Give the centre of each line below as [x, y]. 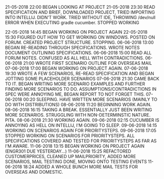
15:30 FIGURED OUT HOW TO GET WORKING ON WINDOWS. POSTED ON [80, 37]
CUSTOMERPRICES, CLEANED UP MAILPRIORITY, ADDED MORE [70, 156]
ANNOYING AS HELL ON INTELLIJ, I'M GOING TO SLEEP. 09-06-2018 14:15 [81, 125]
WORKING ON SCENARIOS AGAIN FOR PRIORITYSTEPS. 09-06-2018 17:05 [81, 130]
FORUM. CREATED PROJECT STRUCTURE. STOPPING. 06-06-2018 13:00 [80, 42]
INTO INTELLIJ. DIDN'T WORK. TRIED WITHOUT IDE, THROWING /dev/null [80, 17]
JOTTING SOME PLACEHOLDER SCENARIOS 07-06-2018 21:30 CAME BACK [82, 79]
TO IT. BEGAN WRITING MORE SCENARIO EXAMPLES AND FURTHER [75, 84]
